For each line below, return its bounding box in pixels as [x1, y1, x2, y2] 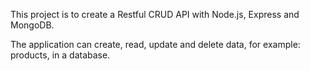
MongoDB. [10, 19, 55, 31]
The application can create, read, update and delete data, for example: [10, 39, 301, 50]
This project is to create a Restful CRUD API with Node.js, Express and [10, 9, 300, 20]
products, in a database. [10, 49, 111, 61]
